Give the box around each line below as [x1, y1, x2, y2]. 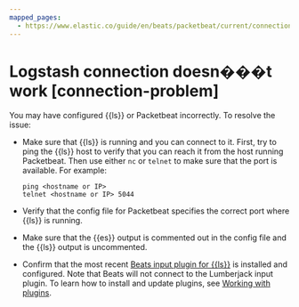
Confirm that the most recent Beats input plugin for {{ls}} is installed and [21, 259, 287, 270]
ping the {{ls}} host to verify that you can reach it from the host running [21, 146, 284, 157]
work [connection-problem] [9, 81, 220, 101]
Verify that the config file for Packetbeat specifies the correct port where [21, 206, 290, 216]
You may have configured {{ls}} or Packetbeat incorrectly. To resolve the [9, 110, 276, 121]
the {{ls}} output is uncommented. [21, 242, 148, 253]
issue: [9, 119, 31, 130]
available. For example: [21, 166, 107, 176]
